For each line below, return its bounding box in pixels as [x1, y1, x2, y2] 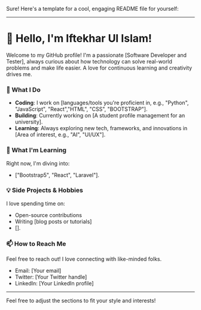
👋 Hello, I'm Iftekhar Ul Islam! [6, 32, 153, 46]
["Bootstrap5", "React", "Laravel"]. [14, 171, 100, 179]
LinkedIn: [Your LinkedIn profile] [14, 280, 94, 287]
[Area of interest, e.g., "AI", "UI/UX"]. [14, 131, 106, 139]
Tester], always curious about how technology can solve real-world [6, 58, 172, 65]
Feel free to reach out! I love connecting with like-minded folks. [6, 255, 162, 263]
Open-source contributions [14, 211, 83, 218]
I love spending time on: [6, 200, 66, 207]
